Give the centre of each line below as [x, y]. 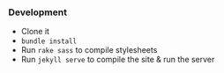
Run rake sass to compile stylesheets [89, 50]
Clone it [35, 32]
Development [38, 12]
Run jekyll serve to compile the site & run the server [118, 60]
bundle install [49, 41]
